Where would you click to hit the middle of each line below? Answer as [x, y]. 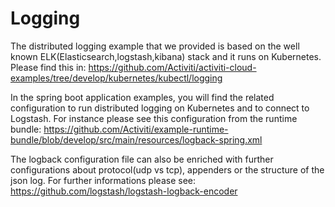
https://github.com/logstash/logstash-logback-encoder [124, 191]
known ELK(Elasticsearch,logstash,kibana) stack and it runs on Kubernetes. [166, 56]
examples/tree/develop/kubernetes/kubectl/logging [116, 78]
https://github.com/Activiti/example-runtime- [136, 129]
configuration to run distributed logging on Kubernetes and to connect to [160, 108]
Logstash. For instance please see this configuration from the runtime [154, 118]
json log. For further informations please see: [103, 180]
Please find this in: [48, 67]
